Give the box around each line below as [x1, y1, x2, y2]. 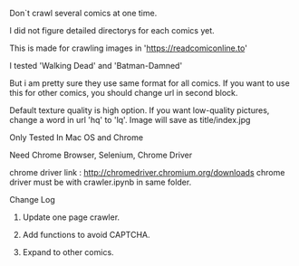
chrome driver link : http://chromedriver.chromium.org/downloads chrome [9, 167, 285, 177]
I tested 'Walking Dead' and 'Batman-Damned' [9, 61, 183, 71]
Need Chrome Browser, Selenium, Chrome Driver [9, 149, 193, 160]
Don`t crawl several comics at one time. [9, 8, 158, 18]
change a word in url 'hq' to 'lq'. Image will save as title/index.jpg [9, 115, 251, 125]
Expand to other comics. [22, 247, 115, 257]
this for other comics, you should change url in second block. [9, 88, 238, 98]
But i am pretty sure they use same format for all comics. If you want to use [9, 78, 290, 89]
